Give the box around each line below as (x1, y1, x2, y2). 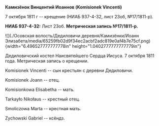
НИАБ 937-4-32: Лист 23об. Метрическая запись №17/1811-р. (5, 23, 138, 29)
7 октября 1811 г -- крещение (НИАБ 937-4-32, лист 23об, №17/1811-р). (5, 14, 154, 19)
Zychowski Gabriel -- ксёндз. (5, 115, 65, 121)
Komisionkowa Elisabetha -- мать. (5, 87, 75, 93)
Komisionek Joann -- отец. (5, 77, 60, 83)
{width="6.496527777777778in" (5, 43, 71, 49)
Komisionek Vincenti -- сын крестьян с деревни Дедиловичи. (5, 67, 133, 73)
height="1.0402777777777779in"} (72, 43, 142, 49)
